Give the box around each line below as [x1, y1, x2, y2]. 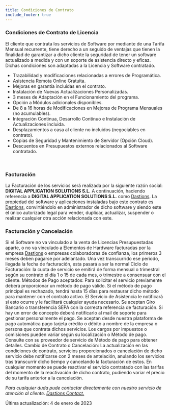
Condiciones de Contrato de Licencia [5, 29, 99, 36]
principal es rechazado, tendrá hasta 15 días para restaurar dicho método [5, 288, 159, 294]
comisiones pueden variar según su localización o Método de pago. [5, 331, 148, 337]
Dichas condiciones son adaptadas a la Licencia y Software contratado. [5, 62, 156, 68]
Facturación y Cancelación [5, 228, 73, 235]
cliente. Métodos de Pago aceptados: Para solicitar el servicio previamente [5, 277, 162, 283]
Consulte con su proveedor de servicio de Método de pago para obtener [5, 337, 158, 343]
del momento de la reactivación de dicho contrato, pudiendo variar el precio [5, 370, 165, 376]
